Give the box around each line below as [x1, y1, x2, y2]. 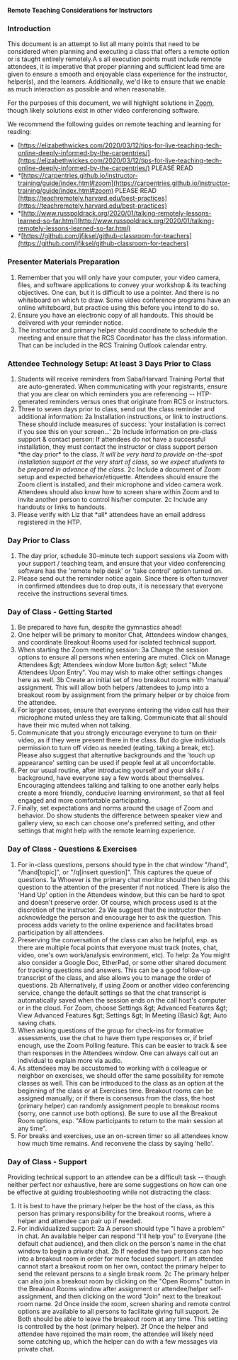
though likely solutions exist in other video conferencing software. [7, 106, 200, 115]
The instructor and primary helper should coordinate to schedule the [17, 325, 218, 334]
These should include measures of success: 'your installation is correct [17, 420, 226, 428]
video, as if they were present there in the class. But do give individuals [17, 736, 226, 745]
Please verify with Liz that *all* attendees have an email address [17, 510, 206, 518]
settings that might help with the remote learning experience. [17, 826, 196, 835]
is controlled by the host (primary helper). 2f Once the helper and [17, 1322, 209, 1331]
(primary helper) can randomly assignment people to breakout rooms [17, 1101, 220, 1110]
